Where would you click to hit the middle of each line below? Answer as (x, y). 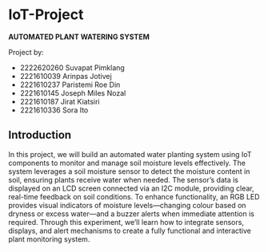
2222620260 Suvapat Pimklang (72, 67)
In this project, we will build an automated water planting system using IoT (130, 154)
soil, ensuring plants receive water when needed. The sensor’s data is (123, 179)
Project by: (26, 52)
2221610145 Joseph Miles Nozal (73, 93)
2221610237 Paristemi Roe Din (70, 85)
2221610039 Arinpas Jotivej (66, 76)
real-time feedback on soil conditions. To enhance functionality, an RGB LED (134, 196)
